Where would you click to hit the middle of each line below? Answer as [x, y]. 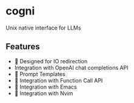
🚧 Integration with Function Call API [59, 80]
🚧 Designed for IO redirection [51, 61]
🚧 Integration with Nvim [44, 93]
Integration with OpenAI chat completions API [71, 67]
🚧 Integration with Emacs [45, 87]
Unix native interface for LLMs [43, 28]
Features [23, 47]
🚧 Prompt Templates [40, 74]
